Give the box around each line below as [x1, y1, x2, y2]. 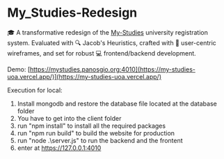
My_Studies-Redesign [7, 5, 138, 21]
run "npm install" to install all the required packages [17, 122, 166, 130]
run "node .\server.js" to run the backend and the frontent [17, 136, 183, 144]
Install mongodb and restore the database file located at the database [17, 99, 217, 108]
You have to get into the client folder [17, 114, 122, 122]
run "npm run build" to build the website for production [17, 128, 175, 137]
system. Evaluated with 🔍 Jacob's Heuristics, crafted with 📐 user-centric [7, 38, 217, 47]
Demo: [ [7, 65, 31, 74]
